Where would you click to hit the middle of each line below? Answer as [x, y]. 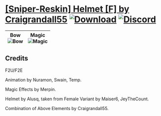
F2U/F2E [14, 70]
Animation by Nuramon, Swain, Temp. [43, 80]
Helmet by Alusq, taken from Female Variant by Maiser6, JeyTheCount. [77, 99]
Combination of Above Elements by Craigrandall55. [57, 108]
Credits [17, 58]
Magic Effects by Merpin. [31, 89]
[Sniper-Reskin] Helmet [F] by [67, 9]
